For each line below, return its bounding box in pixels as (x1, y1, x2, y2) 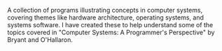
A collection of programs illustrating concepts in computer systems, (7, 6, 203, 14)
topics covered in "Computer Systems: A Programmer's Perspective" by (7, 28, 215, 36)
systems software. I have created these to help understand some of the (7, 21, 214, 29)
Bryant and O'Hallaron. (7, 36, 74, 44)
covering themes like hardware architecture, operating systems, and (7, 13, 204, 22)
